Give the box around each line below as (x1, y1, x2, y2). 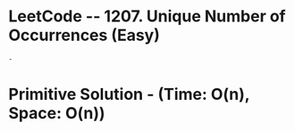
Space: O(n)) (8, 103, 105, 124)
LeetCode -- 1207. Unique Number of (8, 6, 286, 27)
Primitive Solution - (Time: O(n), (8, 85, 250, 104)
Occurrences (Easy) (8, 25, 160, 45)
